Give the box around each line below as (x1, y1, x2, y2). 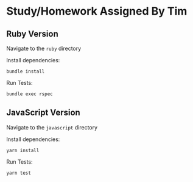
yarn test (6, 170, 32, 176)
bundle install (6, 68, 45, 75)
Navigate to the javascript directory (6, 123, 98, 131)
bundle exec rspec (6, 91, 53, 97)
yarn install (6, 147, 40, 153)
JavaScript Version (6, 107, 80, 118)
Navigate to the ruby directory (6, 45, 82, 52)
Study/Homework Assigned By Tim (6, 4, 188, 18)
